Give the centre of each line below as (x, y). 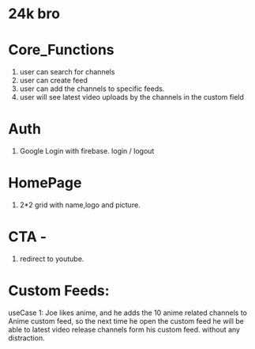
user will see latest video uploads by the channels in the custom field (132, 97)
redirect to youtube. (52, 259)
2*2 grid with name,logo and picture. (80, 205)
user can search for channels (67, 72)
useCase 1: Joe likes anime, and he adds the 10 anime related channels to (127, 313)
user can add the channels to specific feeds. (92, 89)
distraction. (26, 338)
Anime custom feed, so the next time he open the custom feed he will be (126, 321)
